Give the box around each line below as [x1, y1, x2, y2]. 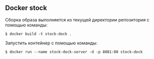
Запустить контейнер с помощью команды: [5, 40, 98, 46]
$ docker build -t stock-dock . [5, 31, 72, 36]
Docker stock [5, 4, 47, 12]
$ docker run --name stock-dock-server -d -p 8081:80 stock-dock [5, 49, 143, 54]
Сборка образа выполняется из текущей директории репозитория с [5, 17, 150, 22]
